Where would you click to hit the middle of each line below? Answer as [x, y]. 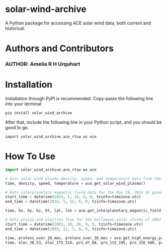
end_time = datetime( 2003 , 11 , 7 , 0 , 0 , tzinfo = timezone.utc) [71, 229]
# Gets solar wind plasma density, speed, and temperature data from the [83, 179]
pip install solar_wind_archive [39, 113]
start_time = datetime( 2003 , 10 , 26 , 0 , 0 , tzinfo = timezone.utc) [74, 224]
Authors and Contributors [59, 49]
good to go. [17, 127]
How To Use [30, 156]
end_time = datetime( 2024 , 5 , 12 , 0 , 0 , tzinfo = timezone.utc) [71, 202]
